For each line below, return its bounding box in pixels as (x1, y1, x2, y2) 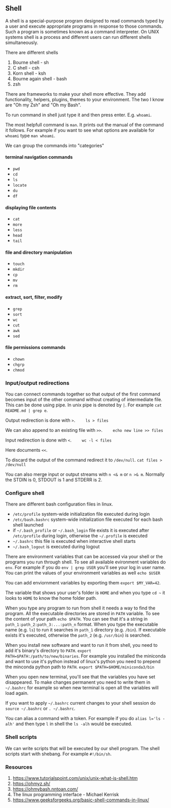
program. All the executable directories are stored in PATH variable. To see (5, 610, 160, 617)
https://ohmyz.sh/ (12, 780, 51, 787)
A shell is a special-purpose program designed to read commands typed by (5, 17, 164, 24)
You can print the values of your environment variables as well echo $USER (5, 570, 161, 576)
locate (12, 183, 27, 188)
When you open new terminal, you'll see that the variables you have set (5, 674, 156, 680)
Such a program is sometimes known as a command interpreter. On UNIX (5, 28, 159, 35)
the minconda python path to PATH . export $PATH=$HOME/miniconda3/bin (5, 664, 155, 670)
